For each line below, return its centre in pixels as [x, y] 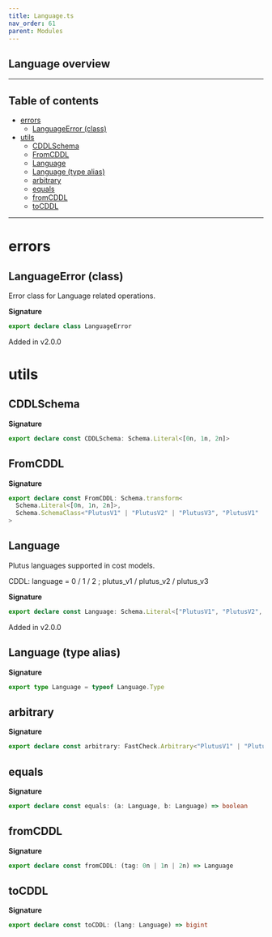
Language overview [59, 64]
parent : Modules [36, 31]
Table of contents [53, 101]
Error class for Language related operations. [82, 296]
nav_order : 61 [32, 23]
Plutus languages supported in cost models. [82, 565]
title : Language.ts [41, 16]
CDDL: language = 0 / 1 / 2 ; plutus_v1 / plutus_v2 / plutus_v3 [108, 581]
